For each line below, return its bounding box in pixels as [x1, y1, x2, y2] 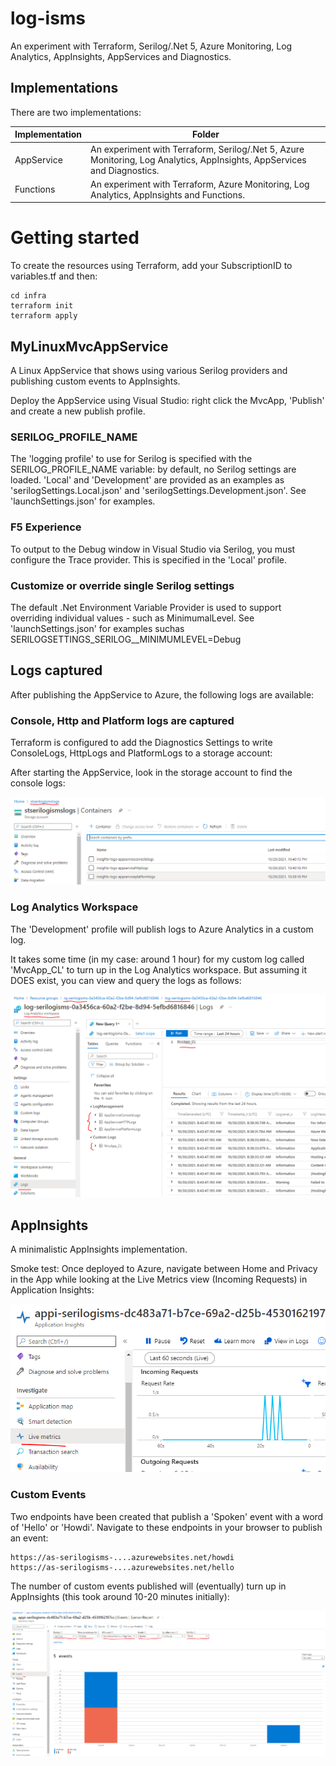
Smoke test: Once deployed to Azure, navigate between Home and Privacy [10, 1263, 318, 1275]
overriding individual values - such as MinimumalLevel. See [10, 612, 255, 624]
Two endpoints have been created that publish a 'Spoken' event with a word [10, 1510, 324, 1522]
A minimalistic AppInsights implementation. [10, 1243, 188, 1256]
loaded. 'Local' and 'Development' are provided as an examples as [10, 474, 285, 486]
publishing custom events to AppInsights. [10, 375, 181, 387]
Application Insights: [10, 1284, 95, 1296]
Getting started [10, 227, 140, 249]
